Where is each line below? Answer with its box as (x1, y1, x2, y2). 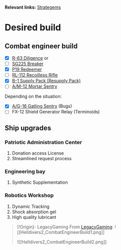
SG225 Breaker (11, 61, 43, 67)
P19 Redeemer (11, 66, 42, 72)
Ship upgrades (4, 123, 51, 132)
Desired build (4, 22, 61, 33)
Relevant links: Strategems (4, 5, 61, 10)
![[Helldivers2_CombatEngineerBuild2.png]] (16, 238, 107, 245)
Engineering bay (4, 168, 45, 175)
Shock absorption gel (11, 208, 56, 215)
